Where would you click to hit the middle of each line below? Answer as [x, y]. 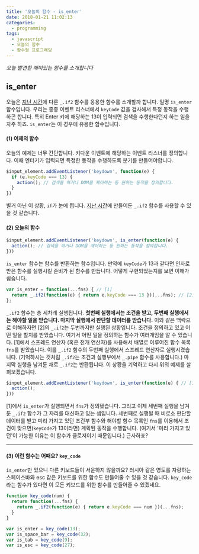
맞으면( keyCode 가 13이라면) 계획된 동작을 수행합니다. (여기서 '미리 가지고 [101, 428]
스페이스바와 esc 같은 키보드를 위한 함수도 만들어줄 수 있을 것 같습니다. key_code [99, 478]
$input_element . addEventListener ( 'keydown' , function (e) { [81, 171]
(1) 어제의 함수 [23, 138]
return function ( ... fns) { [45, 502]
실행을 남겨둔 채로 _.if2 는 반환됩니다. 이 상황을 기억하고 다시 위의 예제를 [101, 364]
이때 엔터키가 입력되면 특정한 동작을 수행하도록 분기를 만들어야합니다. [94, 160]
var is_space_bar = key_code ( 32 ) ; [49, 534]
